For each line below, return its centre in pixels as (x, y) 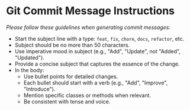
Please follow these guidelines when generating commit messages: (88, 27)
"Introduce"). (39, 89)
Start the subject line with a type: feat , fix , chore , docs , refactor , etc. (99, 38)
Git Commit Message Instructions (90, 11)
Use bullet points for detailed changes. (71, 76)
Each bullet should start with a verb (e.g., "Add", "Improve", (96, 82)
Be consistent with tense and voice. (67, 101)
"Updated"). (29, 57)
